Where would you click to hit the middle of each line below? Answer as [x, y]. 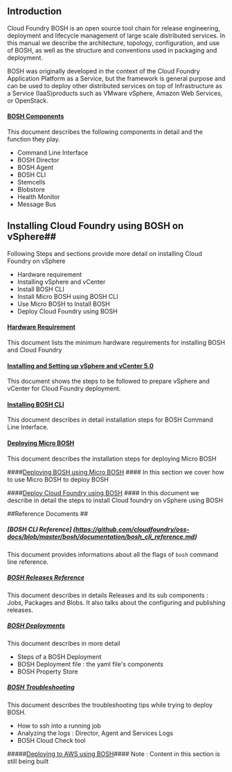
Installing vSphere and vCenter [61, 282]
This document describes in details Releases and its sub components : [108, 595]
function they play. [34, 139]
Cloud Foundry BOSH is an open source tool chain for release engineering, [114, 28]
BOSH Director [38, 160]
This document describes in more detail [64, 643]
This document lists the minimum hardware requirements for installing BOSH [116, 343]
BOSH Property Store [47, 671]
